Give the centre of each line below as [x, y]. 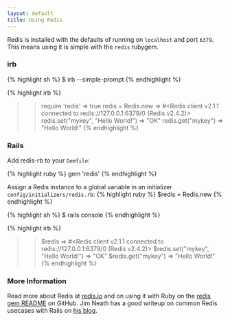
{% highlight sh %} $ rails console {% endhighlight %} [84, 215]
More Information [37, 281]
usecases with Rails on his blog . [52, 311]
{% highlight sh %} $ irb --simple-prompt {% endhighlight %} [94, 79]
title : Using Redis [35, 20]
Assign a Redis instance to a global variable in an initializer [90, 187]
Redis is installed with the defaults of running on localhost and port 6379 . [111, 39]
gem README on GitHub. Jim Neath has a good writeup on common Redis [112, 303]
